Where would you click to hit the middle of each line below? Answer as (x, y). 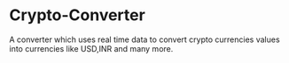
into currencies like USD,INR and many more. (91, 48)
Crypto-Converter (78, 15)
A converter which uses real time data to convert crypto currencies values (145, 39)
